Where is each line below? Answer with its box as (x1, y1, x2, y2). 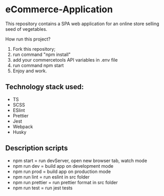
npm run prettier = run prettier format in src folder (12, 179, 118, 185)
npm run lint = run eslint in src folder (12, 173, 90, 180)
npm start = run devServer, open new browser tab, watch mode (12, 158, 148, 164)
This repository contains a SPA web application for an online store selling (5, 21, 160, 27)
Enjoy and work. (12, 68, 47, 74)
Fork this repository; (12, 46, 55, 52)
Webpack (12, 123, 33, 129)
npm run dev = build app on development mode (12, 163, 114, 169)
